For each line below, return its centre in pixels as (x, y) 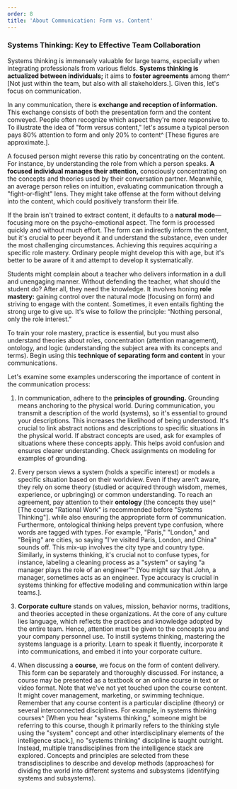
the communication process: (49, 384)
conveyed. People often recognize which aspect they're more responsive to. (118, 119)
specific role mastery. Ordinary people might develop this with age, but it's (116, 252)
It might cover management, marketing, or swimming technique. (111, 695)
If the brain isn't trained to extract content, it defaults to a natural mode (111, 215)
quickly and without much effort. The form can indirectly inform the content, (118, 230)
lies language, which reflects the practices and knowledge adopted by (120, 621)
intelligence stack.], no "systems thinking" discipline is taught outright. (120, 740)
